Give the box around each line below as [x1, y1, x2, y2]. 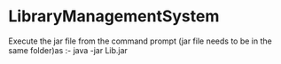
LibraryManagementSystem [8, 6, 220, 27]
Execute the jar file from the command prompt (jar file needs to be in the [8, 36, 272, 46]
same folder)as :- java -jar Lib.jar [8, 44, 128, 55]
